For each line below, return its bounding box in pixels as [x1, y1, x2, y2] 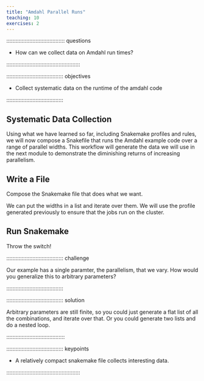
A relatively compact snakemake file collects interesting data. [15, 357, 169, 364]
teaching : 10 [6, 15, 40, 21]
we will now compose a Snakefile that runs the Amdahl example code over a [6, 137, 198, 144]
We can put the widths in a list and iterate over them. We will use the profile [6, 202, 195, 209]
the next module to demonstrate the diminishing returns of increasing [6, 150, 180, 157]
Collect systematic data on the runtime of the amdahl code [15, 84, 163, 92]
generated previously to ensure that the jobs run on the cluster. [6, 209, 164, 216]
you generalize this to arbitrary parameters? [6, 273, 117, 280]
